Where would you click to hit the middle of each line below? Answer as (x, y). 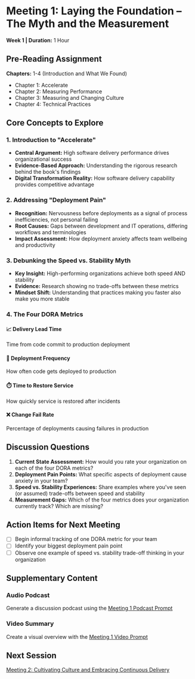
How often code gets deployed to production (61, 371)
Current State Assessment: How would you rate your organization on (100, 461)
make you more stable (42, 299)
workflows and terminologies (50, 232)
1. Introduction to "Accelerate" (51, 140)
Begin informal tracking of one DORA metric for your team (86, 539)
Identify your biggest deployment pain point (69, 546)
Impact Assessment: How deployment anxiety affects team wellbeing (101, 238)
